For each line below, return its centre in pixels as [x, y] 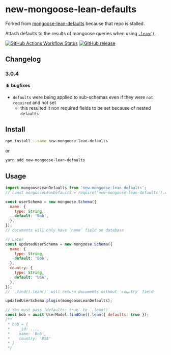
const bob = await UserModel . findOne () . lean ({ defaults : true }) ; [77, 315]
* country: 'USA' [29, 338]
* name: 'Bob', [27, 334]
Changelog [23, 59]
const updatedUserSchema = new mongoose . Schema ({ [59, 244]
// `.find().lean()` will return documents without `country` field [79, 292]
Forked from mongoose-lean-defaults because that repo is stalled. [75, 23]
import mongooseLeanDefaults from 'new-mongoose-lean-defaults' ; [76, 188]
